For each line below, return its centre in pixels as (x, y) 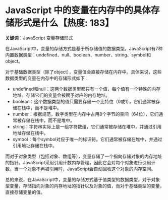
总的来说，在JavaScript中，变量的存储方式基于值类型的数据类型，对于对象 (83, 179)
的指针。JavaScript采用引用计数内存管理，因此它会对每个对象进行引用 (78, 162)
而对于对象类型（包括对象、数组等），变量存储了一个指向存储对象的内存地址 (84, 156)
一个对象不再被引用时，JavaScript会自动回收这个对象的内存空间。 (87, 169)
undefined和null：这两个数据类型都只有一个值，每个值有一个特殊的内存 (86, 89)
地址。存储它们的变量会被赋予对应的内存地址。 (61, 95)
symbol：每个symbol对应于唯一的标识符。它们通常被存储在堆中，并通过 (87, 139)
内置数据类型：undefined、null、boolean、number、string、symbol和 (78, 55)
